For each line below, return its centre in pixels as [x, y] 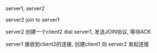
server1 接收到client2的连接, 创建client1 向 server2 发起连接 [77, 44]
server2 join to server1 [33, 20]
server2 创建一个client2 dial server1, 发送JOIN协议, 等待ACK [78, 32]
